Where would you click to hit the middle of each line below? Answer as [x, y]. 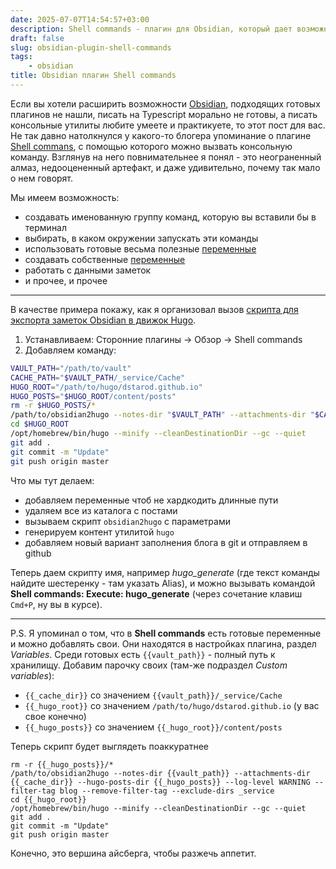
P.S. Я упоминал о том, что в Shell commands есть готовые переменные [166, 633]
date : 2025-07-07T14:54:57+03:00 [80, 19]
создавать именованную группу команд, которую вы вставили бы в [170, 217]
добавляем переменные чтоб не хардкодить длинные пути [151, 500]
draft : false [37, 38]
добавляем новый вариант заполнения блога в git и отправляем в [166, 542]
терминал [46, 227]
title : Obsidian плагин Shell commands [93, 76]
